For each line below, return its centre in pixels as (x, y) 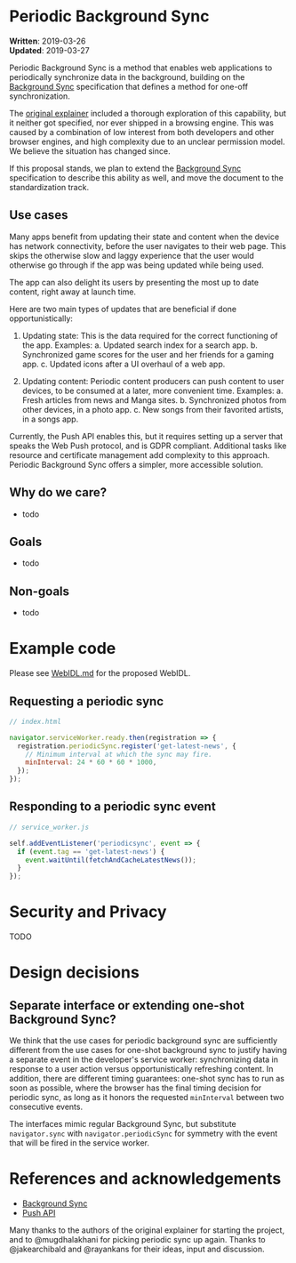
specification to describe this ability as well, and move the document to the (147, 177)
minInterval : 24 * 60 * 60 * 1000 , (91, 762)
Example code (63, 649)
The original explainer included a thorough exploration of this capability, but (148, 113)
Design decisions (74, 973)
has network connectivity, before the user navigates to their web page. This (148, 245)
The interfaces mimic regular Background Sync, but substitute (123, 1124)
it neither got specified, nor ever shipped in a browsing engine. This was (141, 123)
